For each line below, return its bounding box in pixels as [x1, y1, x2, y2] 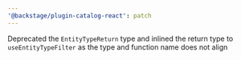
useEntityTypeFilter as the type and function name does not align [7, 42, 228, 52]
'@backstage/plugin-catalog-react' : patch [7, 11, 152, 20]
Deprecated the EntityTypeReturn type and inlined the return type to [7, 34, 234, 43]
